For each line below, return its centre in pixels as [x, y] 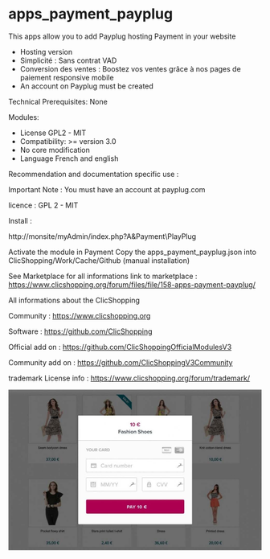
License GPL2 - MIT [53, 133]
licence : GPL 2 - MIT [43, 205]
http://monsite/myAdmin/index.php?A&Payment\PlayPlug [102, 236]
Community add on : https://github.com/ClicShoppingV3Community [121, 362]
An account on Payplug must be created [87, 86]
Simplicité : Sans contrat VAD [68, 60]
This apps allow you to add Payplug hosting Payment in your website [122, 36]
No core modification [55, 150]
